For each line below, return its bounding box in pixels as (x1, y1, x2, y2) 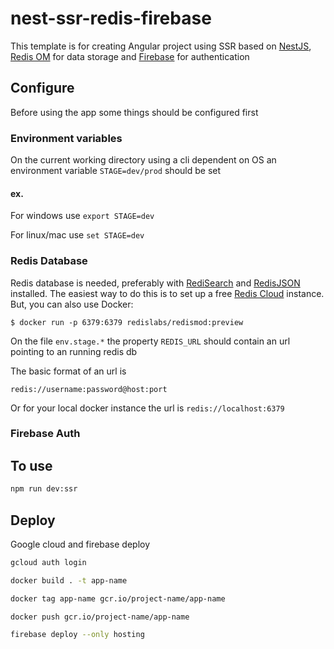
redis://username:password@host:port (10, 384, 168, 394)
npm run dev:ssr (10, 484, 78, 494)
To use (10, 457, 53, 474)
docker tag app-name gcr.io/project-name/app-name (10, 593, 226, 604)
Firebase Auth (10, 427, 81, 441)
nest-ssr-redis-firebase (10, 7, 212, 30)
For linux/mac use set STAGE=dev (10, 229, 145, 241)
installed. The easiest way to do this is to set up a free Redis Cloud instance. (10, 287, 325, 299)
